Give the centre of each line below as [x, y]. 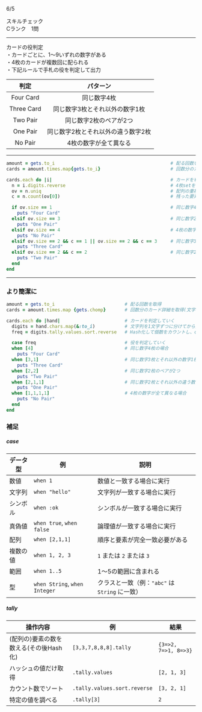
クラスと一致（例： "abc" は [136, 582]
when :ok [46, 508]
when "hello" [52, 492]
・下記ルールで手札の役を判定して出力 [54, 70]
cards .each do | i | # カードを [100, 180]
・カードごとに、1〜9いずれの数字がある [56, 55]
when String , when [59, 584]
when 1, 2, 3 [52, 555]
